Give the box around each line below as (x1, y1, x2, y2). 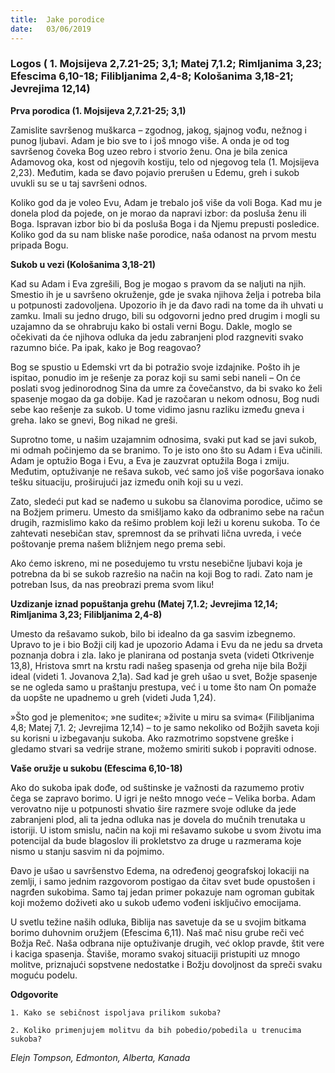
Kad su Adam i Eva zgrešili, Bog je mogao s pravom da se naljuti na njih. (10, 277, 307, 290)
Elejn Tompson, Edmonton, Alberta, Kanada (10, 1051, 191, 1063)
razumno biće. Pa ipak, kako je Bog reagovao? (10, 341, 202, 353)
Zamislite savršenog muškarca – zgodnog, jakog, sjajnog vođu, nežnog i (10, 124, 307, 136)
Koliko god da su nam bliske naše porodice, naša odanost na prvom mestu (10, 228, 317, 240)
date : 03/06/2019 (10, 24, 92, 34)
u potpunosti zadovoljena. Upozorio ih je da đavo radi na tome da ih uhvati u (10, 299, 324, 311)
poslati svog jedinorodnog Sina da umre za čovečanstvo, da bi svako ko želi (10, 382, 323, 394)
